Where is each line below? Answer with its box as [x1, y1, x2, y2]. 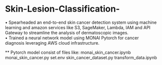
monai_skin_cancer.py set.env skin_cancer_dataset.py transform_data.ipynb [5, 54, 157, 60]
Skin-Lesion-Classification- [5, 3, 120, 15]
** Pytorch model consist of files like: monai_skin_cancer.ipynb [5, 49, 131, 55]
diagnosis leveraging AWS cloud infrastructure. [5, 40, 100, 46]
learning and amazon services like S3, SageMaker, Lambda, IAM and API [5, 24, 151, 30]
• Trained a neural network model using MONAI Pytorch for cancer [5, 35, 139, 41]
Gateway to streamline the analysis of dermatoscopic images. [5, 30, 129, 35]
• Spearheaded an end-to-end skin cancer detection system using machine [5, 19, 157, 25]
